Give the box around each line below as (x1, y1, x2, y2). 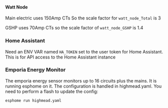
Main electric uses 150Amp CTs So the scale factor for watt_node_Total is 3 (5, 15, 161, 21)
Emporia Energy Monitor (5, 66, 66, 73)
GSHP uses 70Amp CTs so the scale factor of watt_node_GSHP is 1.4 (5, 25, 144, 31)
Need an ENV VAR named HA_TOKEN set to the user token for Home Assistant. (5, 48, 163, 54)
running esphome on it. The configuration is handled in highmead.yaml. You (5, 83, 162, 89)
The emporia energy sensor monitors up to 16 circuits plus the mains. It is (5, 77, 157, 83)
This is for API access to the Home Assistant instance (5, 54, 116, 60)
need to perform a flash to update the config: (5, 88, 99, 94)
